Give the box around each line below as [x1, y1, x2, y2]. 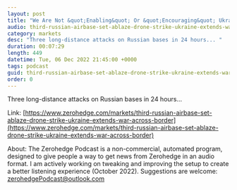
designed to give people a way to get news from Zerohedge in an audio [7, 152, 215, 160]
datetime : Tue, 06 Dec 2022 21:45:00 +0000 [7, 56, 138, 63]
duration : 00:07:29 [7, 43, 65, 50]
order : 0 [7, 75, 33, 83]
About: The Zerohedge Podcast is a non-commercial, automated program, [7, 145, 223, 153]
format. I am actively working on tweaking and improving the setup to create [7, 160, 229, 168]
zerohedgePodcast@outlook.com [7, 175, 105, 183]
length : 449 [7, 50, 42, 57]
